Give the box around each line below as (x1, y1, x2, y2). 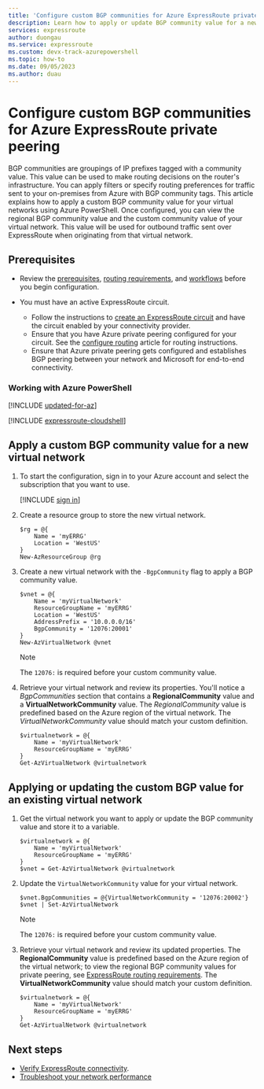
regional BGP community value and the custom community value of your (8, 213, 243, 223)
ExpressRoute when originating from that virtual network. (8, 230, 193, 240)
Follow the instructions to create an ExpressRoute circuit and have (31, 312, 246, 323)
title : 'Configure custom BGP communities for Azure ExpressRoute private (8, 11, 258, 20)
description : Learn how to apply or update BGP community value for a (8, 19, 244, 27)
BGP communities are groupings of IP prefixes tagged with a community (8, 163, 242, 173)
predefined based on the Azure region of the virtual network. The (19, 708, 232, 718)
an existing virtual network (8, 792, 143, 807)
